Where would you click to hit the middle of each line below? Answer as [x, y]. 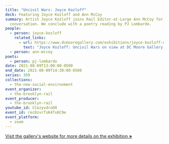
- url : [25, 43]
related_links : [30, 38]
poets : [12, 56]
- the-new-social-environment [41, 84]
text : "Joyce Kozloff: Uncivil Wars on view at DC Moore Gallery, [94, 47]
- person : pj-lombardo [33, 61]
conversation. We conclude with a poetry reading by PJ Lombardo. [81, 24]
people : [13, 29]
